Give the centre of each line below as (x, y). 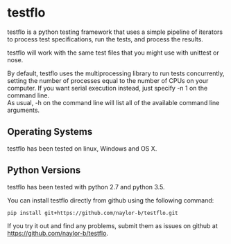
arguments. (24, 110)
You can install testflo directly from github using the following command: (111, 200)
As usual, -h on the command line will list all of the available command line (113, 102)
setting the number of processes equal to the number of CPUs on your (108, 80)
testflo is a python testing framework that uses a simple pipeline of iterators (115, 32)
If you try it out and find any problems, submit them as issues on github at (112, 225)
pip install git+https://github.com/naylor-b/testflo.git (93, 213)
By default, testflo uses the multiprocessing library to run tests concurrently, (116, 73)
